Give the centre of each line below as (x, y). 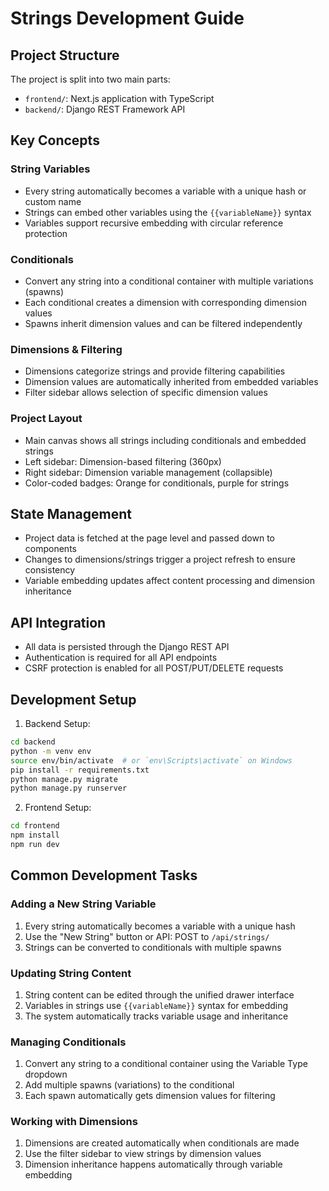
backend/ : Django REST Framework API (105, 109)
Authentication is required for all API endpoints (121, 658)
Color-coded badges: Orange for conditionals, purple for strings (157, 483)
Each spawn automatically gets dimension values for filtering (150, 1096)
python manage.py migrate (64, 779)
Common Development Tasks (104, 875)
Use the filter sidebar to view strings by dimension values (143, 1154)
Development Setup (73, 699)
